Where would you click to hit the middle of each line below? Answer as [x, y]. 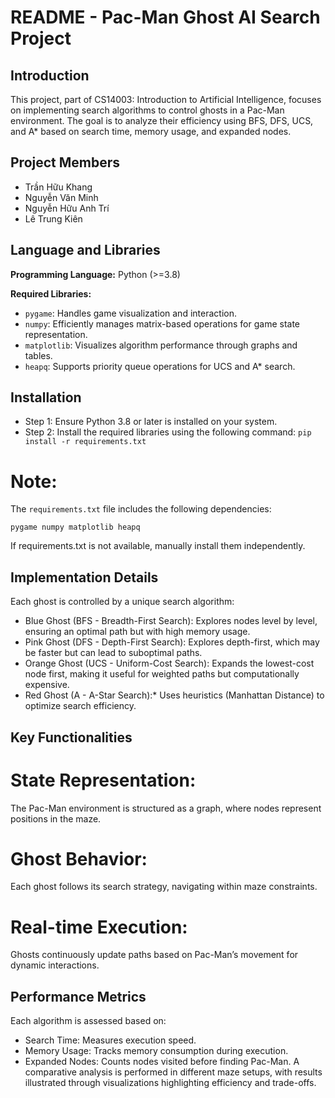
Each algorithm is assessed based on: [88, 1021]
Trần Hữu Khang [58, 187]
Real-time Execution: [99, 927]
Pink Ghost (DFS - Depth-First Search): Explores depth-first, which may [172, 642]
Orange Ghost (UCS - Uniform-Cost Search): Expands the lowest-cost [169, 663]
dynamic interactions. [55, 965]
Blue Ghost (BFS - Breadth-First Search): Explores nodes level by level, [171, 621]
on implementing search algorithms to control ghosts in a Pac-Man [147, 110]
